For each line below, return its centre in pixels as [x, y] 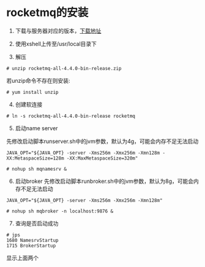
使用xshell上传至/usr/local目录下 [56, 44]
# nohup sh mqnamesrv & [37, 169]
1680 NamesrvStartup [33, 240]
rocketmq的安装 [47, 13]
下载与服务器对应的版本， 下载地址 [58, 31]
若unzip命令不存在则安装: [38, 80]
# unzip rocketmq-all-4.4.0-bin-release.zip [64, 68]
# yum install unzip [33, 92]
